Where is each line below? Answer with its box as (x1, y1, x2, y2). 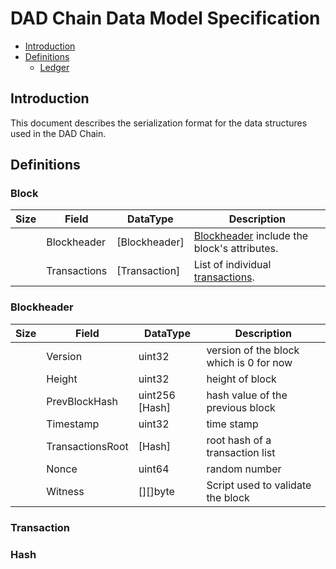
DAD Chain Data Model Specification (10, 7, 321, 30)
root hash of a (206, 433, 272, 447)
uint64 (138, 462, 170, 476)
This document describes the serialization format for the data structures (10, 117, 308, 129)
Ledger (39, 61, 70, 73)
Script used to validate (206, 478, 312, 492)
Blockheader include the (193, 229, 309, 243)
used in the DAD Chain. (10, 127, 107, 139)
